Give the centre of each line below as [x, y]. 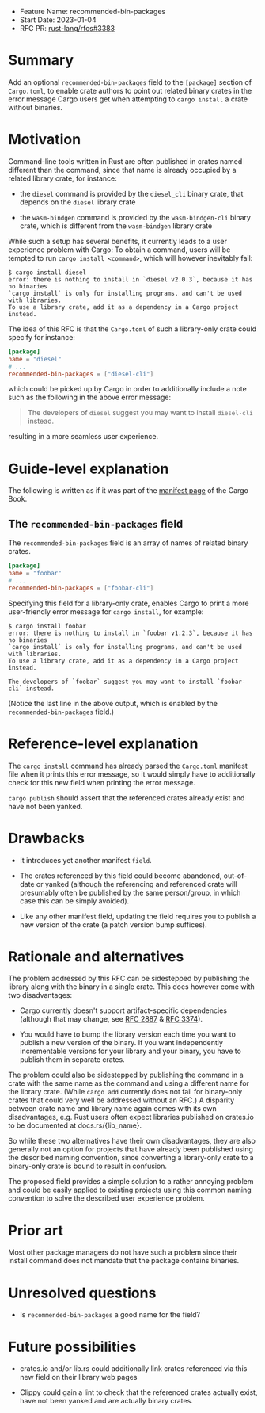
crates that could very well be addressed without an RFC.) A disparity [121, 1100]
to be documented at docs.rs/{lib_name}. [75, 1125]
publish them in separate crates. [72, 1060]
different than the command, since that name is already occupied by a [122, 170]
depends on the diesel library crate [78, 202]
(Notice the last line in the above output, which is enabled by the [113, 703]
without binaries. [36, 107]
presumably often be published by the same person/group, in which [130, 892]
